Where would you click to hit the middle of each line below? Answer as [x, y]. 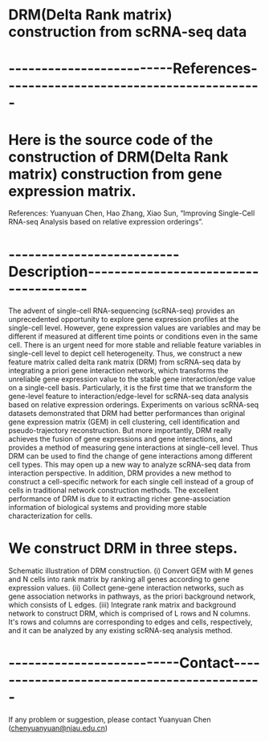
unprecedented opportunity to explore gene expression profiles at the [124, 319]
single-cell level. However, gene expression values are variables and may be [134, 328]
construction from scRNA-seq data [128, 32]
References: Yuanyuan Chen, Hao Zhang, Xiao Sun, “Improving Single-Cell [132, 213]
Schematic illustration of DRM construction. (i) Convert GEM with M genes [131, 571]
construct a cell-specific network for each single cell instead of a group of [131, 482]
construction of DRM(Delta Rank [118, 156]
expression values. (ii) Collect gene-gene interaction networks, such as [126, 588]
